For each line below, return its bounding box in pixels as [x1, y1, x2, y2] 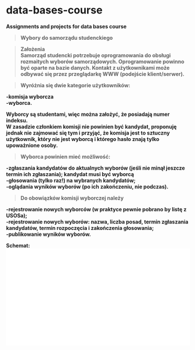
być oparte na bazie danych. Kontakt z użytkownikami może [20, 64, 170, 71]
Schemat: [6, 242, 30, 249]
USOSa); [6, 212, 27, 219]
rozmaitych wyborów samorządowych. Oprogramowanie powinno [20, 58, 185, 65]
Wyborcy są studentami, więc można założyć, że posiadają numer [6, 111, 170, 118]
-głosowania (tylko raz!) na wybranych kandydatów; [6, 177, 136, 184]
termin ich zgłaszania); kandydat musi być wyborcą [6, 170, 134, 177]
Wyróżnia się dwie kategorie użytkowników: [20, 81, 131, 88]
